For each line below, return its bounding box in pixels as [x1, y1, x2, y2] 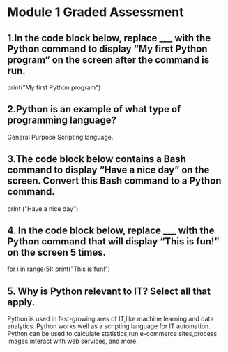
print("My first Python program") [7, 83, 101, 91]
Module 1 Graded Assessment [7, 4, 184, 20]
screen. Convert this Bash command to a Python [7, 175, 222, 187]
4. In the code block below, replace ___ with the [7, 225, 215, 237]
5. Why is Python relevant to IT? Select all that [7, 285, 211, 297]
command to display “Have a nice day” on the [7, 164, 210, 176]
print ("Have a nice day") [7, 204, 79, 213]
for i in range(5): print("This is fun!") [7, 265, 110, 273]
